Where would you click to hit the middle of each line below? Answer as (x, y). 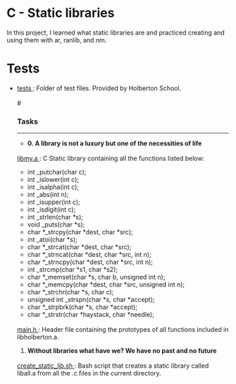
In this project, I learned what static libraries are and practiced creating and (116, 32)
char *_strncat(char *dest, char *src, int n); (89, 255)
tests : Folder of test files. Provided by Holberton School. (99, 88)
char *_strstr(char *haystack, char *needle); (91, 315)
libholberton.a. (38, 337)
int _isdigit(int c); (51, 210)
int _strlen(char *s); (55, 217)
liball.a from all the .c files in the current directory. (89, 373)
